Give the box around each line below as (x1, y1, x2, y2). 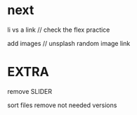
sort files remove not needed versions (7, 101, 117, 109)
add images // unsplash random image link (7, 39, 131, 47)
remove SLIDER (7, 87, 53, 95)
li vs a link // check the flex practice (7, 25, 110, 34)
